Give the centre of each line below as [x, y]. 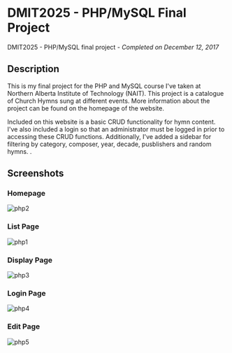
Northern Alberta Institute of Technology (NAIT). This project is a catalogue [116, 93]
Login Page [27, 293]
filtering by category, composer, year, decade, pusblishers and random [109, 144]
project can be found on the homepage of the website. [86, 108]
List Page [23, 226]
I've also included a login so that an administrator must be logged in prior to [116, 129]
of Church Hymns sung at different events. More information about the [109, 101]
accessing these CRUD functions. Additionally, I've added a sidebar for [109, 136]
